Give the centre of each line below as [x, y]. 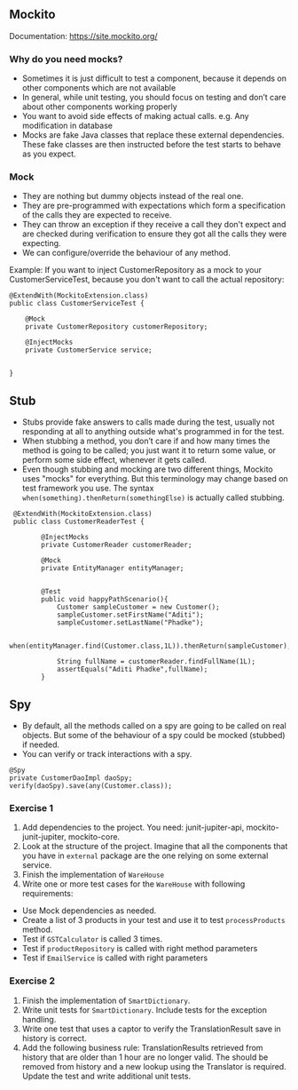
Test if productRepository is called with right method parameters [140, 949]
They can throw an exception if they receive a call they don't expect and [154, 225]
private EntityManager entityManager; [113, 569]
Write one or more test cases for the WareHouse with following [133, 884]
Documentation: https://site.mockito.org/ [83, 36]
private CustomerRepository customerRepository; [117, 327]
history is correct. [54, 1038]
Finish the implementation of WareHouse [93, 875]
